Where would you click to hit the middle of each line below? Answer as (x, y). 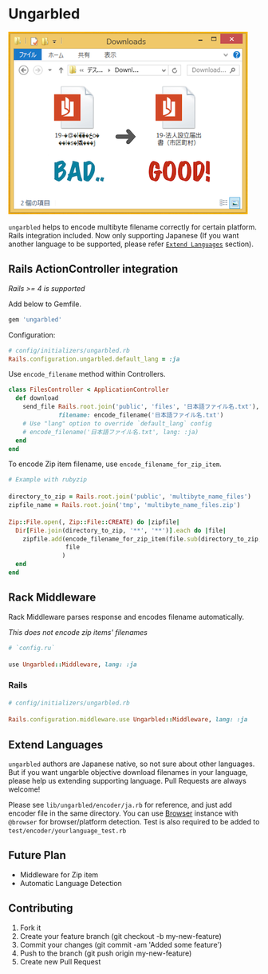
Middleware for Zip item (59, 874)
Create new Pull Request (60, 961)
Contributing (41, 908)
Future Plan (37, 855)
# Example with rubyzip (48, 480)
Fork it (30, 928)
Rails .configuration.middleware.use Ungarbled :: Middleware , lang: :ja (128, 720)
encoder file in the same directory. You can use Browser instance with (123, 813)
